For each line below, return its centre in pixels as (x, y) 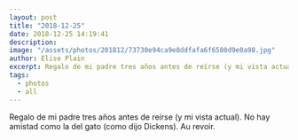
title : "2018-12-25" (47, 26)
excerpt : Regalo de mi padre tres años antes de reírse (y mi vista (138, 67)
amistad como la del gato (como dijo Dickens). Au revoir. (112, 126)
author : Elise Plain (47, 58)
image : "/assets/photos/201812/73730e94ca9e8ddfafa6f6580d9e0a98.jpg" (142, 51)
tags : (19, 75)
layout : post (33, 17)
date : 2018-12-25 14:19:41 (59, 34)
